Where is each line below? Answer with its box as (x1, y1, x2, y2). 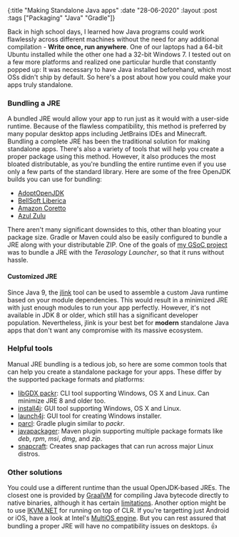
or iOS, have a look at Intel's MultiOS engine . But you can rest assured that (7, 513, 227, 523)
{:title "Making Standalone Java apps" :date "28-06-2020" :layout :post (7, 6, 218, 14)
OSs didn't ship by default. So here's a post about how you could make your (7, 73, 231, 81)
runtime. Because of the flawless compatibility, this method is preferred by (7, 122, 227, 131)
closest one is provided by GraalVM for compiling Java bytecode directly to (7, 491, 229, 500)
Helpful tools (7, 344, 54, 354)
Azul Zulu (17, 212, 46, 220)
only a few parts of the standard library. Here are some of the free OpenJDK (7, 168, 231, 176)
